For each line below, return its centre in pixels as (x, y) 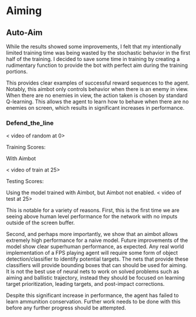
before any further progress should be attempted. (66, 308)
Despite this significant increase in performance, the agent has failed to (92, 295)
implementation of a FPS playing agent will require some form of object (92, 253)
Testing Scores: (25, 181)
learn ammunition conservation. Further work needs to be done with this (93, 302)
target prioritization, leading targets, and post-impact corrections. (85, 284)
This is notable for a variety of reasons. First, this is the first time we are (93, 210)
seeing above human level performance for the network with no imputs (92, 217)
